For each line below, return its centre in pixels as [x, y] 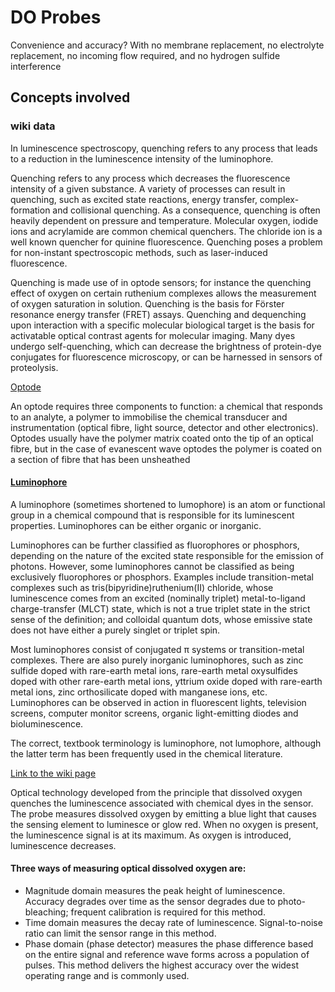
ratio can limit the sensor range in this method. [120, 933]
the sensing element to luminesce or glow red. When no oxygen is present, [164, 824]
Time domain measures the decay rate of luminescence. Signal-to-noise [173, 923]
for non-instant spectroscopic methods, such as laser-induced [139, 252]
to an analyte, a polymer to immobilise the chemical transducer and [149, 417]
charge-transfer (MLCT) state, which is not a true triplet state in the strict [160, 608]
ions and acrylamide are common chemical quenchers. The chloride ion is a [166, 231]
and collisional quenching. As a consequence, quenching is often [186, 210]
